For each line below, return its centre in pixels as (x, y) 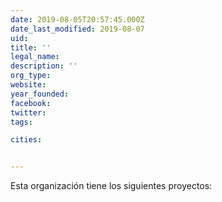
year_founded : (40, 94)
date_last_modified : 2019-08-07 (77, 29)
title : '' (31, 47)
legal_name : (35, 57)
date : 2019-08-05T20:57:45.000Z (77, 19)
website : (28, 85)
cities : (26, 140)
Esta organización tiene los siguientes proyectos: (111, 186)
